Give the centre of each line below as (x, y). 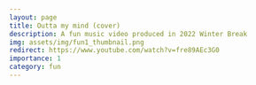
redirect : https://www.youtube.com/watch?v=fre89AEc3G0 (114, 50)
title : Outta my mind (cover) (65, 26)
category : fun (35, 67)
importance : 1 (35, 58)
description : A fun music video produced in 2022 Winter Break (128, 34)
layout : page (33, 17)
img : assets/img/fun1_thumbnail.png (77, 42)
